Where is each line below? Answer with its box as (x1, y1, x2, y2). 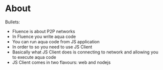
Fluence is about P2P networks (12, 28, 75, 34)
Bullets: (5, 19, 21, 25)
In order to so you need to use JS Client (12, 44, 93, 50)
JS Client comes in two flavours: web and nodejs (12, 59, 111, 65)
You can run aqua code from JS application (12, 38, 100, 44)
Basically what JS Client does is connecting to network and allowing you (12, 49, 159, 55)
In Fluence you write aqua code (12, 34, 76, 39)
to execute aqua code (12, 54, 56, 60)
